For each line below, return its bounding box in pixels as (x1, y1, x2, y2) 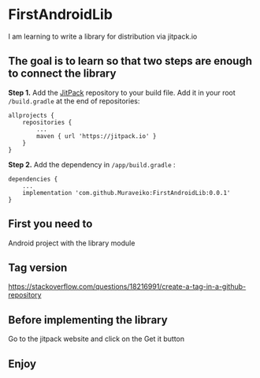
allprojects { (8, 111, 55, 119)
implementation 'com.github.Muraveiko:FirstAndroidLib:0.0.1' (22, 189, 231, 196)
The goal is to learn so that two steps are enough (8, 54, 253, 68)
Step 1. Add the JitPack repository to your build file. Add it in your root (8, 88, 236, 97)
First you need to (8, 217, 93, 230)
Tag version (8, 260, 68, 274)
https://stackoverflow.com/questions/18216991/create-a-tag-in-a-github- (8, 282, 247, 291)
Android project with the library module (8, 238, 136, 248)
